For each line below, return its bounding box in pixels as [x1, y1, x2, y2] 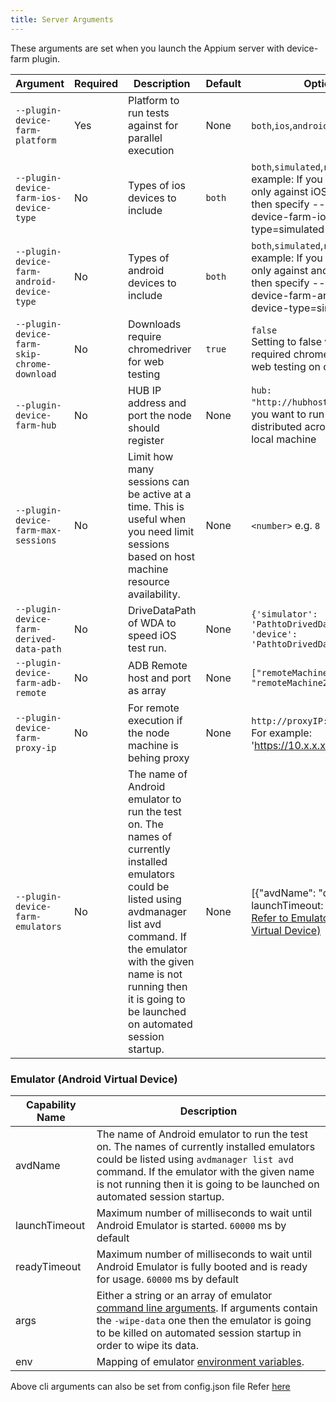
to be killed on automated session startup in [96, 1326, 302, 1340]
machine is [128, 738, 179, 752]
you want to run [251, 407, 325, 421]
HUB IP [128, 383, 162, 397]
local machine [251, 432, 317, 446]
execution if [128, 713, 183, 727]
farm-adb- [15, 677, 62, 688]
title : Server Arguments [10, 14, 114, 25]
